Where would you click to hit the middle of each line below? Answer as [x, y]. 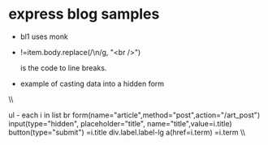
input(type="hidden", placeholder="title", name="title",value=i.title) [120, 123]
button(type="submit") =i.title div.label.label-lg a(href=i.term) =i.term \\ [127, 132]
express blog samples [84, 14]
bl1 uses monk [44, 36]
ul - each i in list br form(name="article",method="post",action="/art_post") [134, 115]
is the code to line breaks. [63, 68]
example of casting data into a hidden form [92, 83]
